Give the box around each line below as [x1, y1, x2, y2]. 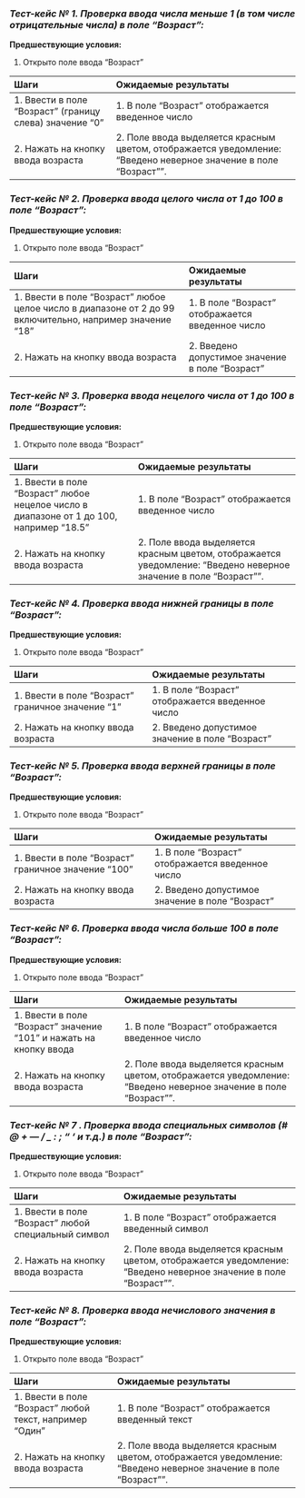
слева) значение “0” [14, 116, 104, 129]
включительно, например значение [14, 312, 172, 325]
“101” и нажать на [14, 1031, 95, 1044]
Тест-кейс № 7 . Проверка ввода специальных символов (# [9, 1118, 289, 1131]
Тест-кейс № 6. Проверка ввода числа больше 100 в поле [9, 922, 280, 935]
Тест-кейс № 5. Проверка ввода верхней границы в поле [9, 759, 276, 772]
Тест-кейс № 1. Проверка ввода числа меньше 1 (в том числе [9, 7, 296, 20]
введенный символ [123, 1223, 209, 1235]
